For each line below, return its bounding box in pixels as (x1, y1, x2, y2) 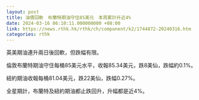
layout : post (6, 8, 39, 15)
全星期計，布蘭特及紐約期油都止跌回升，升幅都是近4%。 (6, 87, 148, 95)
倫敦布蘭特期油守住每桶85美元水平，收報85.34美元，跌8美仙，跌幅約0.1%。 (6, 62, 197, 69)
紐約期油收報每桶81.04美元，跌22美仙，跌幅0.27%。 (6, 75, 138, 82)
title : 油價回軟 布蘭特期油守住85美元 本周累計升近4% (6, 15, 132, 21)
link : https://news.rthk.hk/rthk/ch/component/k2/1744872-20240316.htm (6, 25, 191, 32)
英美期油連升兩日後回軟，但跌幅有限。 (6, 49, 102, 56)
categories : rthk (6, 32, 50, 38)
